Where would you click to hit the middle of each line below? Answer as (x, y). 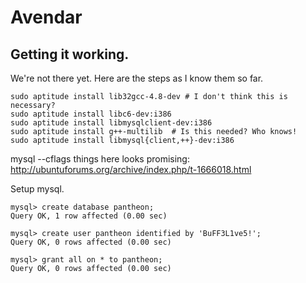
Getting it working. (70, 54)
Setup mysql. (37, 189)
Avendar (46, 17)
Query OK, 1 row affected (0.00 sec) (89, 216)
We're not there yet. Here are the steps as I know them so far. (137, 78)
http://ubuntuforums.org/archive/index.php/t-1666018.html (131, 169)
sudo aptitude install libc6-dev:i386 (91, 114)
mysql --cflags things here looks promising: (100, 159)
